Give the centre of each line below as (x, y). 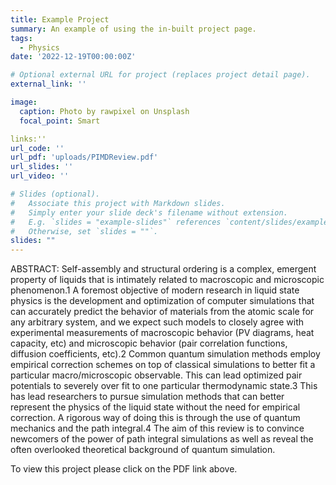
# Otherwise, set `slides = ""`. (84, 231)
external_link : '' (48, 84)
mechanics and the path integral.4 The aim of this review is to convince (157, 428)
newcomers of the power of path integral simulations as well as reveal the (162, 439)
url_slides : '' (42, 167)
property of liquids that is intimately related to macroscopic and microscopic (167, 280)
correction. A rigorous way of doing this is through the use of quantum (155, 418)
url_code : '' (37, 148)
